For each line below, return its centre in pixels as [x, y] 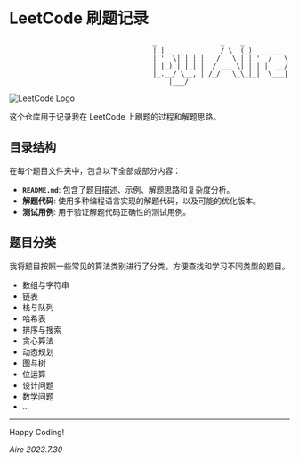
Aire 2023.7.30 [36, 449]
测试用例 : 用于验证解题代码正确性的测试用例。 [106, 211]
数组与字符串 [45, 285]
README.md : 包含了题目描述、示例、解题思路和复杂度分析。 [128, 189]
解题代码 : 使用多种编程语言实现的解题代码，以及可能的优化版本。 [141, 201]
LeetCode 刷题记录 [79, 18]
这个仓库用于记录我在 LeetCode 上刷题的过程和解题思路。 [115, 116]
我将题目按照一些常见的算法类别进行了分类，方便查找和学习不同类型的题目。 [149, 266]
